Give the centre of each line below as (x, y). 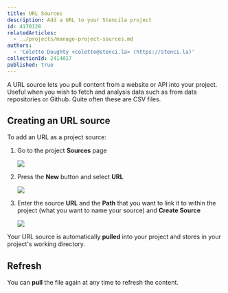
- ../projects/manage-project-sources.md (73, 39)
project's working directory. (46, 244)
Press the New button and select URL (70, 177)
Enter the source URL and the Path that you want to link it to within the (116, 203)
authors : (20, 46)
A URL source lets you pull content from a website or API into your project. (112, 84)
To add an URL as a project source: (57, 137)
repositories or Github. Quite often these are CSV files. (84, 99)
